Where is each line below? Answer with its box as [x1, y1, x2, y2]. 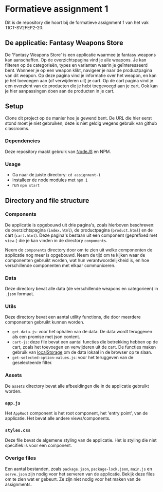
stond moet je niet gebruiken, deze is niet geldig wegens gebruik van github [5, 120, 157, 126]
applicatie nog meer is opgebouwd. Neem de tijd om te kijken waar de [5, 252, 145, 258]
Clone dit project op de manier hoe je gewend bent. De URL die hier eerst [5, 115, 152, 121]
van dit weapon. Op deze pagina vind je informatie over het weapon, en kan [5, 72, 157, 78]
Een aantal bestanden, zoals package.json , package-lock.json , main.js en [5, 466, 152, 472]
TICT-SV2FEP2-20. [5, 24, 44, 30]
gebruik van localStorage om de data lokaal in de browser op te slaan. [12, 349, 152, 355]
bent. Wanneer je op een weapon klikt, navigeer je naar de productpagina [5, 67, 152, 73]
